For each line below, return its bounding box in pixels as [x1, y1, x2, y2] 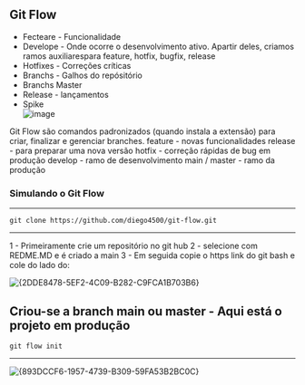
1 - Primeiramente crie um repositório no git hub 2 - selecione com [9, 240, 259, 252]
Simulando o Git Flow [9, 187, 104, 199]
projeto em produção [9, 317, 131, 333]
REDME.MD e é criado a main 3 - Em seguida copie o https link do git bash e [9, 250, 295, 261]
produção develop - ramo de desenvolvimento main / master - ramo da [9, 154, 275, 166]
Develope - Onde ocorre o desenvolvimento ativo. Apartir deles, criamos [22, 41, 295, 52]
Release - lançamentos [22, 89, 109, 100]
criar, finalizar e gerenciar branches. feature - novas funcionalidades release [9, 135, 296, 146]
